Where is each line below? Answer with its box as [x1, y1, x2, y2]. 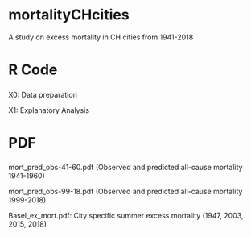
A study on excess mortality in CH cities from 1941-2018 [8, 32, 194, 42]
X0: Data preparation [8, 89, 78, 99]
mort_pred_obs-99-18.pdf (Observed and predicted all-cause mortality [8, 187, 243, 197]
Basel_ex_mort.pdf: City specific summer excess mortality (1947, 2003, [8, 211, 244, 221]
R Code [8, 60, 58, 79]
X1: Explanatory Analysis [8, 105, 90, 114]
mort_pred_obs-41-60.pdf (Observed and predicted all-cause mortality [8, 163, 243, 173]
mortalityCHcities [8, 6, 130, 24]
